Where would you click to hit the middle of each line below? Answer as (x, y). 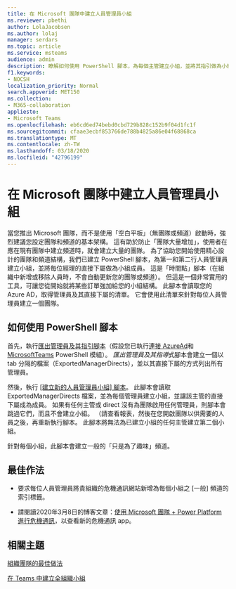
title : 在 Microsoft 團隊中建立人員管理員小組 (70, 14)
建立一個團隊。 (41, 303)
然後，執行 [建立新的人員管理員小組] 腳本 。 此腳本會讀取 (89, 387)
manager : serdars (33, 40)
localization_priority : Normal (53, 86)
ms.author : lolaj (33, 33)
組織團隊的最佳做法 (35, 564)
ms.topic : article (34, 46)
